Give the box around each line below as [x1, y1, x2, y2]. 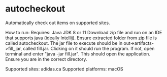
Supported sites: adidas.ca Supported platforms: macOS [5, 66, 123, 72]
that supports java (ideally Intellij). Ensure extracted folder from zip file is [5, 35, 157, 41]
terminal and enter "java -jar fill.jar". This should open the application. [5, 51, 151, 57]
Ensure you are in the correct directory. [5, 56, 87, 62]
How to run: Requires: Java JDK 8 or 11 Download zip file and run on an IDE [5, 29, 162, 35]
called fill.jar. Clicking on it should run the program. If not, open [22, 45, 155, 51]
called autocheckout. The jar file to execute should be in [5, 40, 123, 46]
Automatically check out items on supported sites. [5, 20, 110, 26]
